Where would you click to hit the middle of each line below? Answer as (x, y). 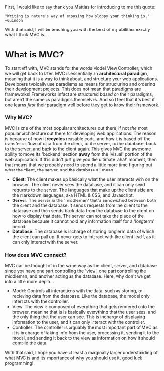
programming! (19, 363)
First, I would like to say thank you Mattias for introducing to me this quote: (80, 7)
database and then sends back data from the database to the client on (83, 211)
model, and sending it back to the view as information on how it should (83, 338)
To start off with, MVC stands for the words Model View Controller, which (79, 68)
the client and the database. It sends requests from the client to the (80, 205)
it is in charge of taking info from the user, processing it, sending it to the (85, 332)
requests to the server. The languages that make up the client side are (83, 190)
